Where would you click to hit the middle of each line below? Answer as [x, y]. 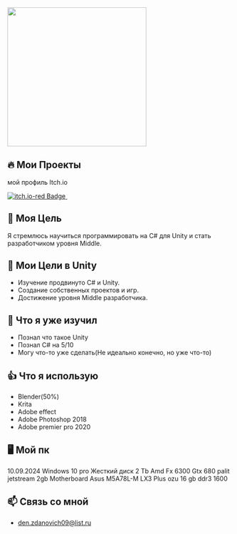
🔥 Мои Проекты [44, 165]
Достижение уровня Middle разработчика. [83, 298]
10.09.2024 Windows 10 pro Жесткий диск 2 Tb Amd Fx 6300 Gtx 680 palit [118, 471]
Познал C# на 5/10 [46, 345]
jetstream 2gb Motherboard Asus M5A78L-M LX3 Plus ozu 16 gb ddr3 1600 [117, 478]
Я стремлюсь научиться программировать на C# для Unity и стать [109, 235]
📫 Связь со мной [48, 502]
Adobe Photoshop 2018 [52, 419]
